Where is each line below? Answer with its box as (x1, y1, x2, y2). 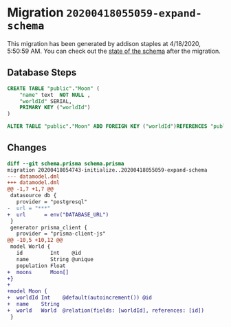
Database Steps (7, 67, 77, 78)
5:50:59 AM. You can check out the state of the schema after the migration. (7, 47, 221, 55)
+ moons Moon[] (7, 269, 69, 275)
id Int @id (16, 249, 81, 257)
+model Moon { (7, 288, 48, 295)
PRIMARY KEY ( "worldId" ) (19, 104, 91, 111)
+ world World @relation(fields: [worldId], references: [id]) (7, 307, 205, 314)
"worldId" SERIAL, (19, 98, 72, 104)
